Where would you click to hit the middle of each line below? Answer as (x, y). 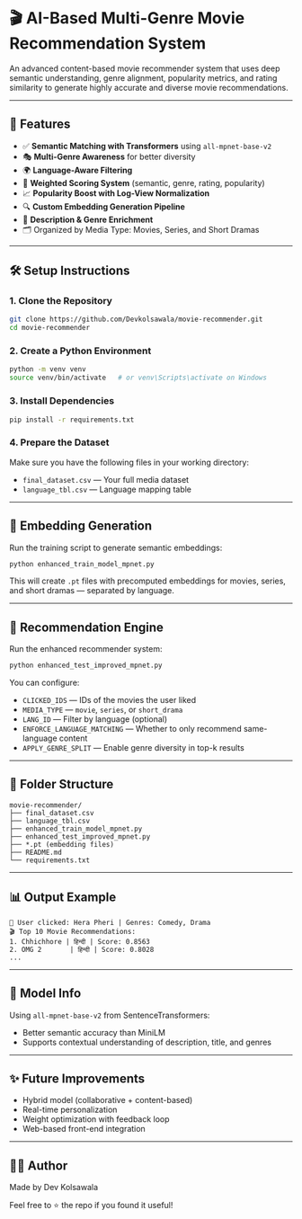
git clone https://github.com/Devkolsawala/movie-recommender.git (136, 320)
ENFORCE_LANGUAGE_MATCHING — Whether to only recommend (132, 729)
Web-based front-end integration (84, 1129)
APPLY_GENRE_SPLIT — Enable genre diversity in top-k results (133, 748)
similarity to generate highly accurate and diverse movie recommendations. (149, 87)
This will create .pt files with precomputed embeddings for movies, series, (147, 581)
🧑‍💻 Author (39, 1166)
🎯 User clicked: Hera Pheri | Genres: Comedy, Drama (110, 922)
